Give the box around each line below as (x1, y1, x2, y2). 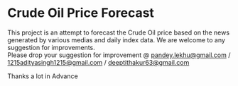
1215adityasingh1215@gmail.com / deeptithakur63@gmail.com (7, 58, 190, 66)
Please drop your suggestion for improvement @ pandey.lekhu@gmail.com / (7, 51, 231, 59)
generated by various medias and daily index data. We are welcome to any (7, 35, 226, 44)
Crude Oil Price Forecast (7, 5, 155, 21)
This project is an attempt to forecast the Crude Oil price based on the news (7, 28, 229, 37)
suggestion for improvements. (7, 43, 96, 51)
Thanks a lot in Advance (7, 72, 78, 80)
